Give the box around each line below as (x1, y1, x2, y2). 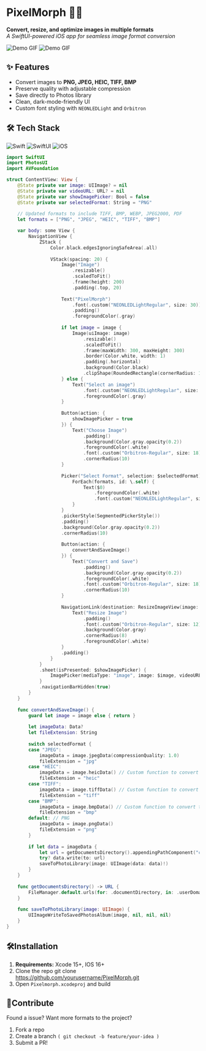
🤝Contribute (6, 998, 54, 1009)
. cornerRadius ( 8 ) (83, 633, 128, 639)
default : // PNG (28, 815, 70, 822)
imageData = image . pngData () (39, 821, 114, 827)
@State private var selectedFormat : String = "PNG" (17, 199, 152, 206)
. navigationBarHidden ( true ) (39, 684, 112, 690)
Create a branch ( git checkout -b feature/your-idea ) (15, 1033, 159, 1040)
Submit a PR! (15, 1039, 48, 1047)
